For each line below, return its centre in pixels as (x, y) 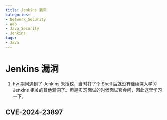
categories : (18, 15)
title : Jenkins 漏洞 (26, 10)
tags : (11, 38)
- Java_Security (22, 29)
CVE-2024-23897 (34, 113)
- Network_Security (26, 19)
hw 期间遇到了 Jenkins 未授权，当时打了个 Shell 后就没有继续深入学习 (85, 84)
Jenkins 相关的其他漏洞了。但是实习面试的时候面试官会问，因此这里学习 (87, 90)
